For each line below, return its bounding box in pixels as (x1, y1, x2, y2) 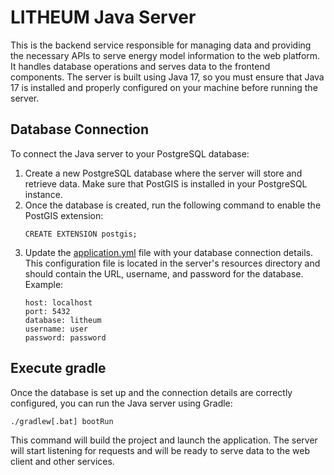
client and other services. (10, 455, 115, 467)
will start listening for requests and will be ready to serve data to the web (10, 444, 311, 456)
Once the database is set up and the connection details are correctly (10, 386, 293, 398)
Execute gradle (10, 360, 107, 377)
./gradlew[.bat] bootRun (10, 416, 114, 426)
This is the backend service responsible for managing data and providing (10, 39, 312, 51)
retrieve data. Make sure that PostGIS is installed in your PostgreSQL (24, 177, 308, 190)
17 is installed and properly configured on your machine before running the (10, 81, 318, 93)
